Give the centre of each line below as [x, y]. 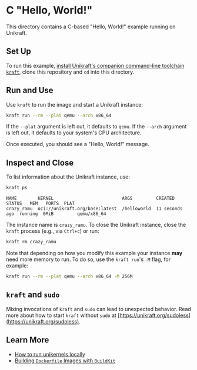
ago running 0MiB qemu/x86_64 [56, 214]
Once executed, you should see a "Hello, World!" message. [78, 144]
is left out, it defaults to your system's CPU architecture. [74, 133]
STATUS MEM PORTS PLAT [41, 204]
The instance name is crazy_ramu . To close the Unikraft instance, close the [96, 225]
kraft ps [17, 188]
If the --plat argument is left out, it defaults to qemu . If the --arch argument [96, 127]
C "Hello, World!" [49, 10]
